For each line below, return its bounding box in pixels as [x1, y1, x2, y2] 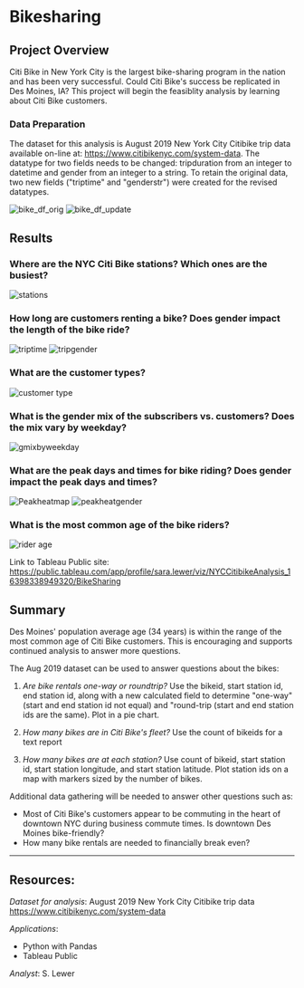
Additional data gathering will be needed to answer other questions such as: [9, 791, 294, 802]
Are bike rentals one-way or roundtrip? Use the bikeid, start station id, [22, 681, 283, 692]
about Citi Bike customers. [9, 95, 108, 106]
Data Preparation [9, 118, 86, 130]
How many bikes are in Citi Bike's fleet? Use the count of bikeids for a [22, 727, 283, 738]
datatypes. [9, 187, 50, 197]
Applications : [9, 924, 59, 935]
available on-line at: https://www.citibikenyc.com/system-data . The [9, 148, 261, 159]
